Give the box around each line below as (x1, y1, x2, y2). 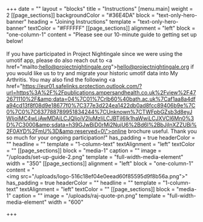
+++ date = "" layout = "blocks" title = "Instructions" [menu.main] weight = (6, 5, 193, 12)
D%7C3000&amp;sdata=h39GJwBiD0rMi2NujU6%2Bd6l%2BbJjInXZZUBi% (6, 121, 197, 128)
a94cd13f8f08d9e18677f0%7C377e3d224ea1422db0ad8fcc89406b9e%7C (6, 102, 196, 109)
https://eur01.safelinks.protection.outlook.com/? (22, 82, 142, 90)
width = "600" (48, 198, 84, 206)
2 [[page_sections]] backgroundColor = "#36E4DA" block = (6, 12, 156, 19)
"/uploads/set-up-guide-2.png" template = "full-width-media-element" (6, 153, 184, 160)
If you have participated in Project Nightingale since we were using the (6, 50, 183, 57)
